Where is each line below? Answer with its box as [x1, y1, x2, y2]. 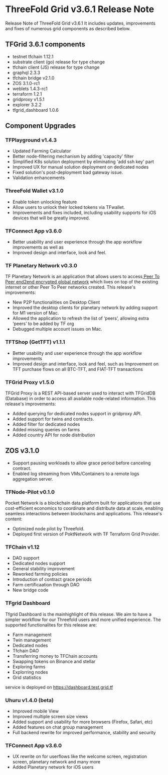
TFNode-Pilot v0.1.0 [5, 488, 55, 495]
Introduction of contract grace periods [12, 576, 92, 582]
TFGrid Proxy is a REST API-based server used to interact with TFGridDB [5, 390, 155, 396]
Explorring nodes [12, 669, 49, 675]
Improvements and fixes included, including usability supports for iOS [12, 209, 156, 215]
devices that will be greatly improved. [12, 215, 90, 221]
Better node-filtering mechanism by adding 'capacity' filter [12, 153, 134, 160]
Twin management [12, 637, 51, 643]
